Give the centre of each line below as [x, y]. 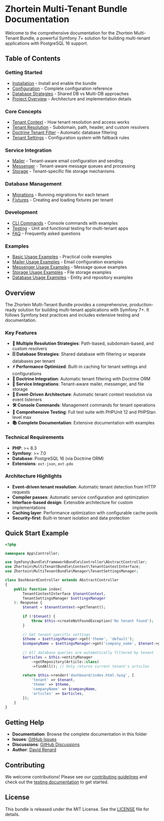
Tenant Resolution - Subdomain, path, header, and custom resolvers [81, 127]
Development [21, 212]
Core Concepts [23, 111]
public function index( [38, 589]
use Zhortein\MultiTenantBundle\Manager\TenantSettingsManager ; [72, 571]
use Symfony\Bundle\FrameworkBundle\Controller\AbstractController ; [76, 562]
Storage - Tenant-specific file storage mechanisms [63, 171]
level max [22, 417]
